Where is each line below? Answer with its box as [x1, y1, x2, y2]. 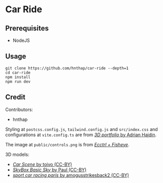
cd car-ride [5, 70, 31, 75]
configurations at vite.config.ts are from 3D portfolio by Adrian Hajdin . [5, 132, 157, 138]
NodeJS [12, 37, 30, 43]
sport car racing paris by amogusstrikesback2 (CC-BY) [12, 172, 129, 178]
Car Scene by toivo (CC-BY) [12, 161, 72, 167]
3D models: [5, 151, 30, 158]
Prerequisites [5, 24, 49, 33]
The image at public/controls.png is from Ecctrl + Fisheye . [5, 141, 130, 147]
